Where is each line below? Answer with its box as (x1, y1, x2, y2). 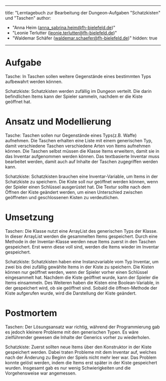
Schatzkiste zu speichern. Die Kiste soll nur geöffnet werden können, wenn (5, 178, 158, 184)
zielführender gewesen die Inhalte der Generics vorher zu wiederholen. (5, 334, 151, 340)
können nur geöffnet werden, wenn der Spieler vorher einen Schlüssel (5, 269, 148, 275)
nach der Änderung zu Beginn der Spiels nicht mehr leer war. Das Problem (5, 354, 157, 360)
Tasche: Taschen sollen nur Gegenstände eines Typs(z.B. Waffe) (5, 132, 137, 138)
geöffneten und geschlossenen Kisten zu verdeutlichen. (5, 194, 120, 200)
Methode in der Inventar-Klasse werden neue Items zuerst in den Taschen (5, 238, 156, 245)
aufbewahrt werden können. (5, 79, 63, 85)
